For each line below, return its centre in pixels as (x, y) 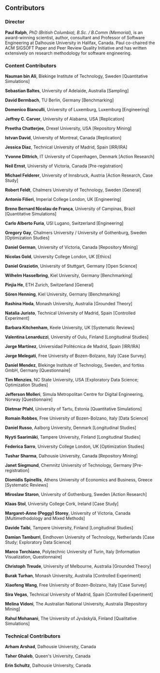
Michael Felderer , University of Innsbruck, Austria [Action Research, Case (79, 175)
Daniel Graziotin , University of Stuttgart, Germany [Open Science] (71, 266)
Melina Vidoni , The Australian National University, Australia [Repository (76, 604)
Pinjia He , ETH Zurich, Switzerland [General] (49, 285)
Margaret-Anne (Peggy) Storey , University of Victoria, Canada (68, 513)
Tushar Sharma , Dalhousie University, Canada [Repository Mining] (71, 456)
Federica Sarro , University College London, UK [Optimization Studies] (75, 446)
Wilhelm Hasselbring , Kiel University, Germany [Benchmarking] (69, 275)
